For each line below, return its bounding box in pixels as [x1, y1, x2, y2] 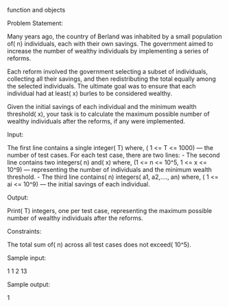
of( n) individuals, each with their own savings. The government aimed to [7, 40, 214, 47]
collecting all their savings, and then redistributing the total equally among [7, 75, 216, 83]
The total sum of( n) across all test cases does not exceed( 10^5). [7, 241, 192, 249]
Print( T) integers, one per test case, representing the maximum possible [7, 207, 213, 214]
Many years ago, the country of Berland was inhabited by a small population [7, 32, 223, 40]
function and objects [7, 6, 66, 14]
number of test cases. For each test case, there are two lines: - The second [7, 151, 221, 159]
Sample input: [7, 254, 47, 262]
